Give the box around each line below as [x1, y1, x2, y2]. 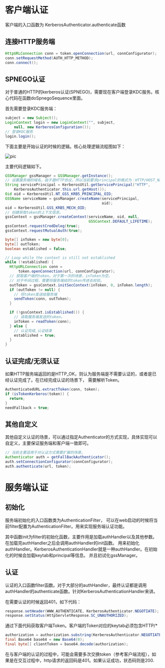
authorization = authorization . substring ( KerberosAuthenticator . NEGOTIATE [5, 633, 162, 637]
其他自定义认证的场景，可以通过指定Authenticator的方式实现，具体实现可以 [5, 434, 158, 440]
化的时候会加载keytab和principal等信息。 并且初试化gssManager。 [5, 552, 140, 558]
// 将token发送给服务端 [14, 292, 57, 297]
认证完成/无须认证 [5, 357, 60, 365]
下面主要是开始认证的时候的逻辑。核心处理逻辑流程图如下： [5, 143, 126, 149]
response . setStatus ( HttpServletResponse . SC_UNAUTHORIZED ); [5, 613, 129, 618]
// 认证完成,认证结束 [14, 328, 53, 333]
